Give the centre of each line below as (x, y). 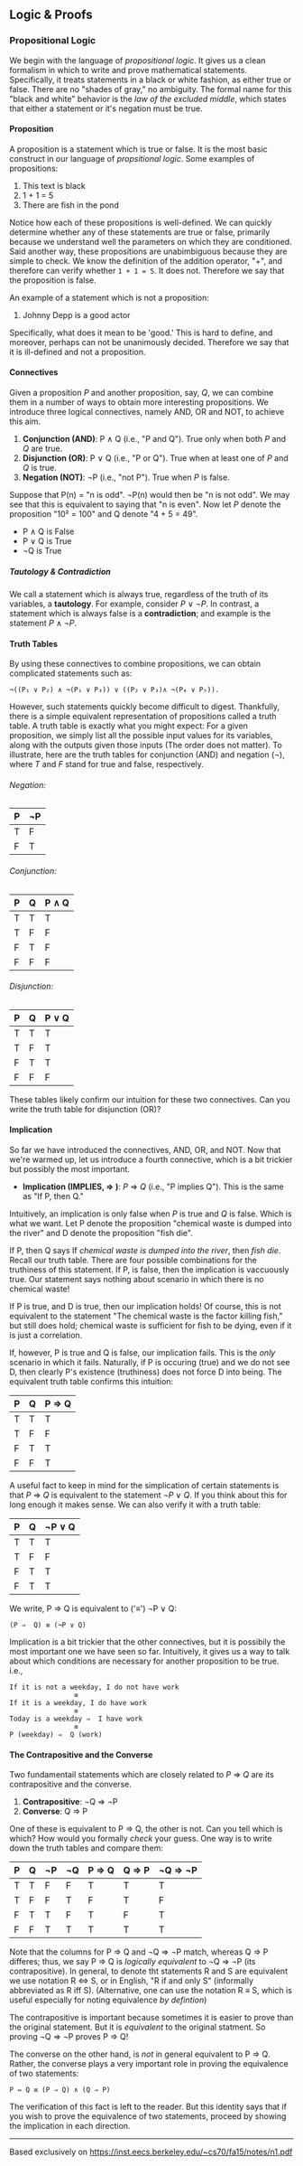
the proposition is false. (53, 280)
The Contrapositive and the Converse (81, 1754)
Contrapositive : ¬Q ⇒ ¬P (70, 1802)
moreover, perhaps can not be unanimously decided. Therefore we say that (149, 342)
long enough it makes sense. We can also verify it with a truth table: (135, 1505)
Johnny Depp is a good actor (76, 314)
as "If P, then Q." (53, 1196)
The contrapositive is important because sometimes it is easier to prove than (151, 2018)
